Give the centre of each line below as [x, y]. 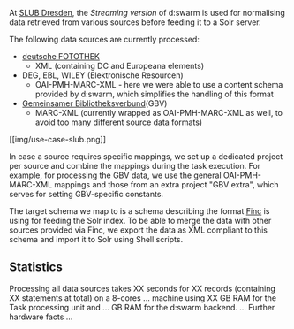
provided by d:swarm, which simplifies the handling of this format [154, 94]
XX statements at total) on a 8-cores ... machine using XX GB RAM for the [143, 298]
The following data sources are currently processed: [105, 39]
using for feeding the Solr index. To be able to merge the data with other [140, 221]
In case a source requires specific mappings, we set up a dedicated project [146, 157]
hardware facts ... [41, 317]
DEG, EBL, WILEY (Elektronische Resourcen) [102, 75]
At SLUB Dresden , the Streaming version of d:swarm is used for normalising [147, 13]
